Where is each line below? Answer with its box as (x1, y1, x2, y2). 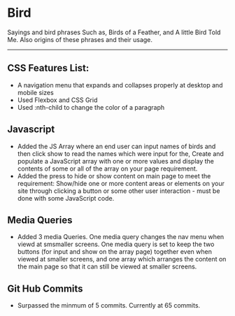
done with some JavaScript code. (17, 194, 115, 202)
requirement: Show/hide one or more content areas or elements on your (17, 179, 225, 187)
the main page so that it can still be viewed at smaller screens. (17, 262, 197, 271)
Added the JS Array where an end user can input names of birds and (17, 142, 216, 150)
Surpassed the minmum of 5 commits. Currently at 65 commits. (17, 301, 201, 310)
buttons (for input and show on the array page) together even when (17, 247, 212, 256)
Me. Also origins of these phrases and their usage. (7, 35, 152, 43)
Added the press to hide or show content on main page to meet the (17, 171, 211, 180)
